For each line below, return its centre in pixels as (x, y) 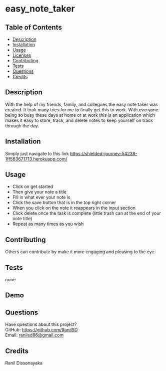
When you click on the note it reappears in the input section (74, 208)
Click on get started (33, 187)
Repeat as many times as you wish (48, 224)
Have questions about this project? (41, 324)
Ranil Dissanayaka (24, 363)
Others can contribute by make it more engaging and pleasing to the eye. (80, 252)
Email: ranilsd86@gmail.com (34, 335)
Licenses (22, 55)
